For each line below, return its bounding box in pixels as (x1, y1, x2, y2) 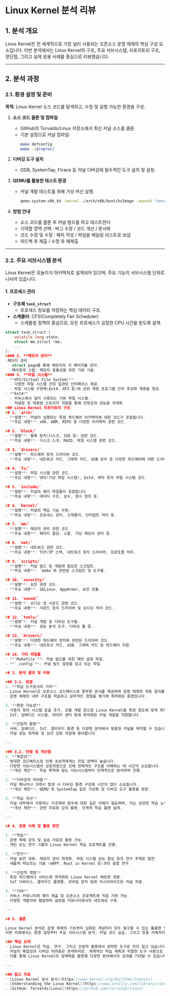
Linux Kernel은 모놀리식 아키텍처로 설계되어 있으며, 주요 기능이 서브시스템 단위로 (5, 270, 165, 276)
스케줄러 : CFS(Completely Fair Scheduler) (12, 313, 99, 319)
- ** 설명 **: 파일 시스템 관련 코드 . (5, 471, 71, 476)
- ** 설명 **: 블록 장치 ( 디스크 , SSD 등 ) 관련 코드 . (5, 434, 100, 439)
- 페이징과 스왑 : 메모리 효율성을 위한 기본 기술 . (10, 368, 96, 373)
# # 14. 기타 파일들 (5, 652, 41, 657)
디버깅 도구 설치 (12, 156, 44, 162)
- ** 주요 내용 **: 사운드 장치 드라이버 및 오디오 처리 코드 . (5, 605, 115, 611)
